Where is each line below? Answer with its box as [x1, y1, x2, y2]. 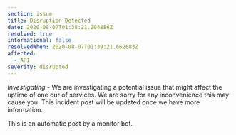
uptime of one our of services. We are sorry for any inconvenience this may [7, 90, 230, 99]
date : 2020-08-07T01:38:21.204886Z [7, 23, 113, 31]
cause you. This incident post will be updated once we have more [7, 97, 200, 107]
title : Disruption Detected [7, 17, 91, 24]
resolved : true [7, 30, 53, 38]
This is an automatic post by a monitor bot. [7, 119, 133, 128]
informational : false [7, 37, 72, 44]
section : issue [7, 10, 53, 18]
